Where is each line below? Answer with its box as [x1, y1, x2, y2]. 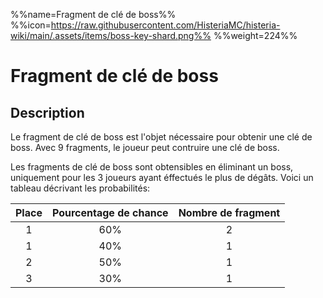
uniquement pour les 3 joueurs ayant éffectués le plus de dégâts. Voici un [10, 172, 314, 183]
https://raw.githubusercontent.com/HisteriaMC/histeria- [50, 19, 281, 31]
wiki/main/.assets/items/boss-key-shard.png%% [10, 30, 212, 41]
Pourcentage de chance [51, 206, 169, 219]
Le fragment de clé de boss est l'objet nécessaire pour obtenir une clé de [10, 131, 313, 143]
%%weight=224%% [213, 30, 298, 41]
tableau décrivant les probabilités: [10, 182, 151, 194]
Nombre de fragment [178, 206, 281, 219]
